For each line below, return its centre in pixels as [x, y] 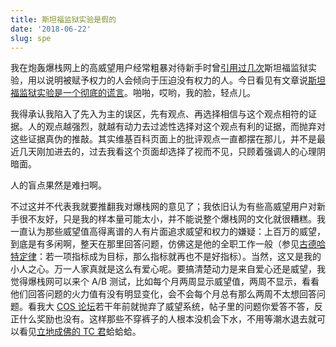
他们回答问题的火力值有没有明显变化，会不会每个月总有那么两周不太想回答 [163, 294]
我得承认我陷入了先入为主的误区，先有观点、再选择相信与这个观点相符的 [159, 114]
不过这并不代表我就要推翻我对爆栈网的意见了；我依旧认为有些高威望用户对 [163, 207]
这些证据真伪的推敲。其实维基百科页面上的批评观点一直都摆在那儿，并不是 [163, 139]
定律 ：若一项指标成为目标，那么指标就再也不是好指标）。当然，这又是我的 [170, 257]
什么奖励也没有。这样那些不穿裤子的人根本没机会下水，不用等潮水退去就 [167, 319]
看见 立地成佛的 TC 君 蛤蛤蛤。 [80, 332]
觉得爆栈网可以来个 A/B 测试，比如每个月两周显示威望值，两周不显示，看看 [165, 282]
